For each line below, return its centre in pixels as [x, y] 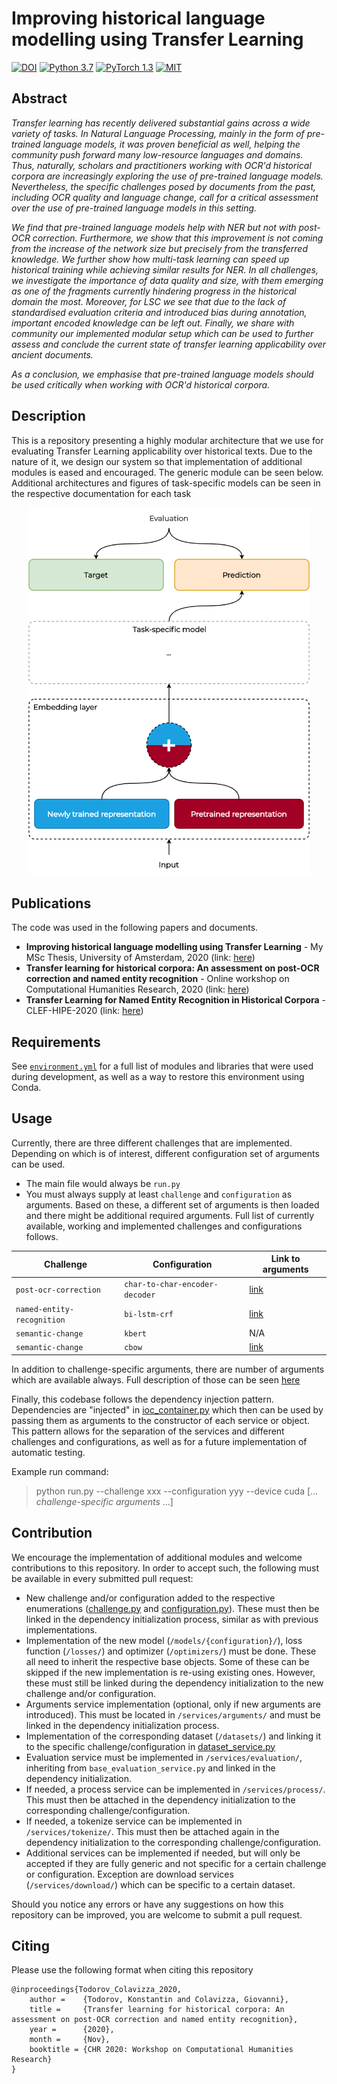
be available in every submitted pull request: [102, 1578]
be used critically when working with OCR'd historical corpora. [141, 384]
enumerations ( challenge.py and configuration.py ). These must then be [172, 1608]
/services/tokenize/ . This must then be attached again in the [152, 1831]
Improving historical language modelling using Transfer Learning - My [174, 947]
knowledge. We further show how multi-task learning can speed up [150, 259]
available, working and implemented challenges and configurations [164, 1226]
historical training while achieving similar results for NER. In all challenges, [165, 269]
